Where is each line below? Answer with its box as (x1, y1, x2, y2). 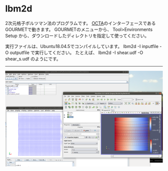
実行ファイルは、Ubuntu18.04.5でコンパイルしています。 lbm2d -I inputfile (5, 43, 159, 49)
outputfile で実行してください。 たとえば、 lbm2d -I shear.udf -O (9, 49, 143, 55)
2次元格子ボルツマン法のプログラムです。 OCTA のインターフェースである (5, 20, 156, 26)
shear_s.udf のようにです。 (5, 55, 61, 61)
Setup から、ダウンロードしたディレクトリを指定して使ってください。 (5, 32, 149, 38)
